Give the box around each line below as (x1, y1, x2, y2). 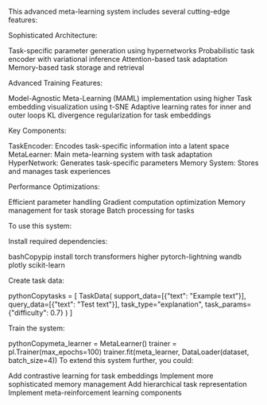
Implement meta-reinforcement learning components (8, 388, 182, 397)
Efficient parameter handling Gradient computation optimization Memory (8, 198, 246, 206)
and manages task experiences (8, 167, 111, 175)
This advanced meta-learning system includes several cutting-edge (8, 7, 230, 16)
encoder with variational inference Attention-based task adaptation (8, 55, 228, 64)
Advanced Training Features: (8, 79, 103, 87)
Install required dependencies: (8, 237, 108, 245)
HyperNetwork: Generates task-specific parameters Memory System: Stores (8, 158, 259, 168)
